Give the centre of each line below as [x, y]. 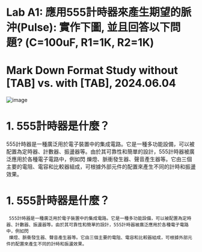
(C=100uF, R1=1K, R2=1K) [90, 43]
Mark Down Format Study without [92, 71]
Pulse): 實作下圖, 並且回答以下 [95, 27]
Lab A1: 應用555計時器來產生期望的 [94, 12]
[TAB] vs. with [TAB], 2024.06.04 [91, 83]
